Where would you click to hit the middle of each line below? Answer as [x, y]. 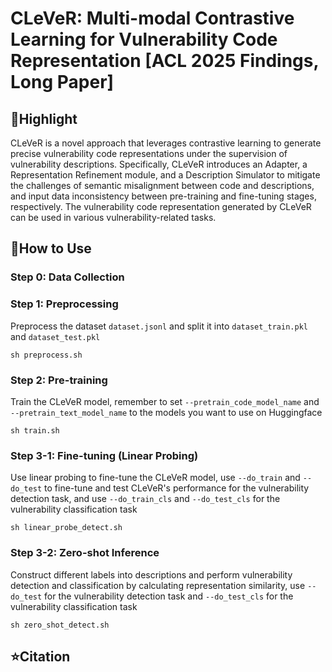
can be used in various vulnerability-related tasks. [113, 217]
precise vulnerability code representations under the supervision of [149, 153]
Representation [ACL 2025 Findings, [164, 61]
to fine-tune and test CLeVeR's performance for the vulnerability [177, 488]
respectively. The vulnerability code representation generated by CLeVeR [161, 206]
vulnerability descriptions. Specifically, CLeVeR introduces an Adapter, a [159, 164]
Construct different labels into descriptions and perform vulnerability [151, 574]
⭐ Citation [40, 656]
